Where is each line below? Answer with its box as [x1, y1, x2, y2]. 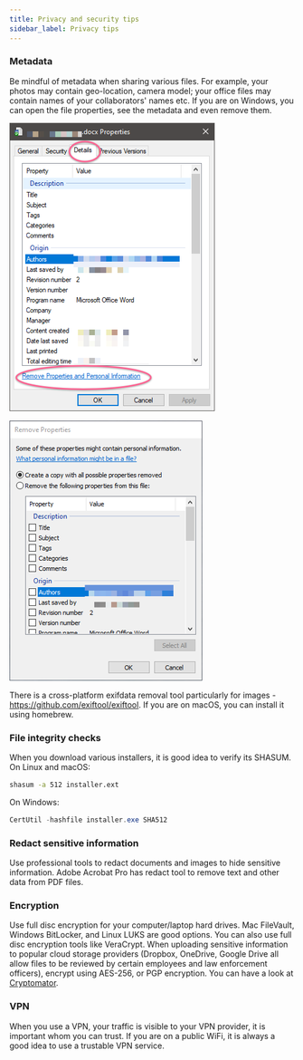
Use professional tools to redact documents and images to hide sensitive [9, 857, 281, 869]
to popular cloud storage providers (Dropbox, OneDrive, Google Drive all [9, 949, 279, 959]
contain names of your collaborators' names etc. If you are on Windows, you [9, 95, 294, 106]
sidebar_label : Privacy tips [9, 24, 119, 34]
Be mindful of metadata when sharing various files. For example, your [9, 75, 269, 86]
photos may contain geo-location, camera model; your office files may [9, 85, 271, 96]
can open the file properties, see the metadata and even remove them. [9, 104, 272, 115]
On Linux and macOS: [9, 762, 90, 773]
